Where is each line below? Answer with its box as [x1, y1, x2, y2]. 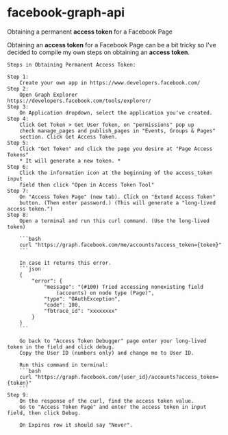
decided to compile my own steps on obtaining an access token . [7, 48, 190, 56]
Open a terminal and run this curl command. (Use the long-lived [19, 217, 210, 224]
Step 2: [7, 85, 29, 92]
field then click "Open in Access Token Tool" [19, 181, 155, 188]
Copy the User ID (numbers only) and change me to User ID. [19, 349, 194, 356]
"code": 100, [43, 301, 81, 308]
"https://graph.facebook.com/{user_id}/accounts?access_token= [34, 373, 219, 380]
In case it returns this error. [19, 259, 112, 266]
